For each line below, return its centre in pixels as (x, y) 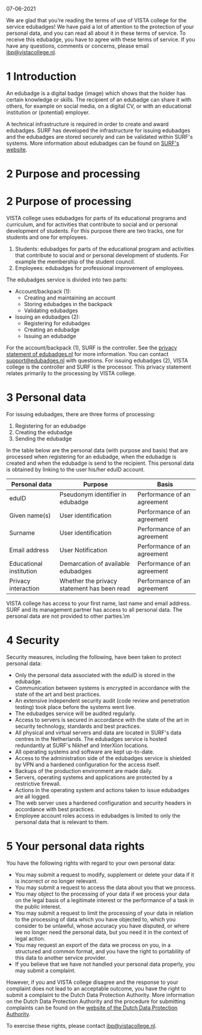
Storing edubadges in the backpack (68, 304)
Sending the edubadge (43, 439)
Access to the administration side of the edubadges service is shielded (103, 758)
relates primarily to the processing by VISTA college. (71, 373)
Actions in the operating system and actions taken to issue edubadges (102, 790)
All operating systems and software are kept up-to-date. (84, 752)
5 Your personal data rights (75, 846)
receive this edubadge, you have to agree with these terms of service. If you (101, 39)
